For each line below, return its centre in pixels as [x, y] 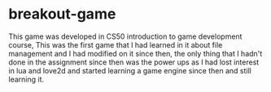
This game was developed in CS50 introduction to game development [125, 36]
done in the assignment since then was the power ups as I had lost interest [134, 62]
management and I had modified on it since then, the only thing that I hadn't [135, 53]
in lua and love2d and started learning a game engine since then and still [130, 70]
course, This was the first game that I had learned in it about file [116, 44]
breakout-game [62, 14]
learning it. [26, 79]
